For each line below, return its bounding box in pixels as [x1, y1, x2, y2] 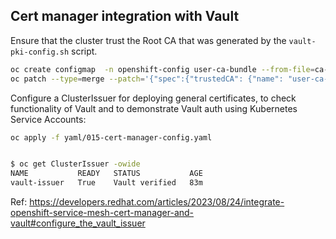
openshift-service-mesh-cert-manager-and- [10, 207, 195, 219]
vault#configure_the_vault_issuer [10, 217, 146, 229]
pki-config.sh [10, 47, 70, 57]
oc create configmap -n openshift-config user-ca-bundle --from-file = [10, 64, 315, 74]
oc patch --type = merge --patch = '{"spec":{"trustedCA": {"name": [10, 74, 284, 84]
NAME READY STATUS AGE [10, 169, 203, 179]
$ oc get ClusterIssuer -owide [10, 159, 141, 169]
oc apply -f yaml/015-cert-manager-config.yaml [10, 132, 213, 143]
